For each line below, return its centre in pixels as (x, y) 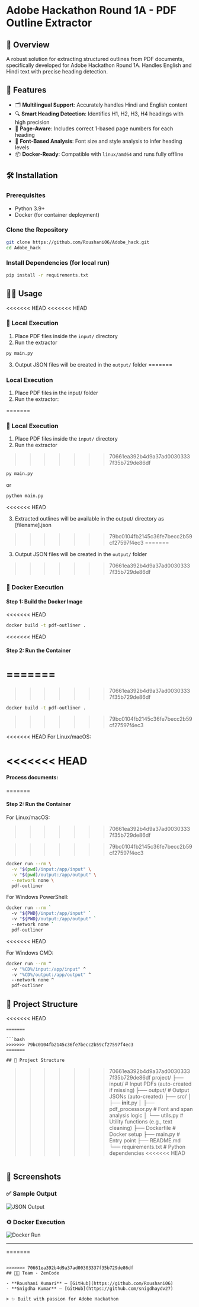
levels (22, 147)
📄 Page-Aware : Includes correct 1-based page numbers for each (94, 129)
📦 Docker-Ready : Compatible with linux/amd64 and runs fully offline (99, 154)
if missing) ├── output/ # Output (149, 1090)
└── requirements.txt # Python (147, 1147)
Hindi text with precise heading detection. (57, 71)
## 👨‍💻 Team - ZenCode (33, 1273)
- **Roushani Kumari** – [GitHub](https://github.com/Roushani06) (90, 1283)
